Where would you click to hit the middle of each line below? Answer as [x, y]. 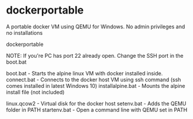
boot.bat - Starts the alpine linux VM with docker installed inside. [84, 73]
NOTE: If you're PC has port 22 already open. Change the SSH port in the [95, 55]
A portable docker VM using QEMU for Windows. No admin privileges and [96, 27]
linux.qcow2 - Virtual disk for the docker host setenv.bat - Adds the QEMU [96, 103]
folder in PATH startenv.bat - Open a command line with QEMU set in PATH [97, 110]
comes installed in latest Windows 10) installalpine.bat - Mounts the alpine [96, 85]
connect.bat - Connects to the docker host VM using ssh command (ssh [94, 80]
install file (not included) [35, 92]
